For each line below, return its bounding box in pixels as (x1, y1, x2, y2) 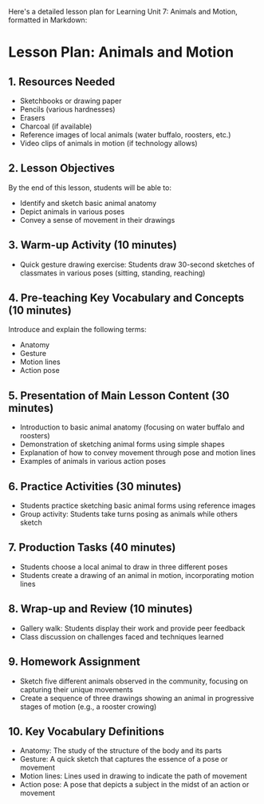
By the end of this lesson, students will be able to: (8, 183, 171, 192)
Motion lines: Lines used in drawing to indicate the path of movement (19, 771, 247, 781)
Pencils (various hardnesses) (19, 105, 116, 114)
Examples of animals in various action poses (19, 457, 166, 466)
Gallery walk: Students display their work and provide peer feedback (19, 623, 246, 633)
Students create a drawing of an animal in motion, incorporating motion (19, 570, 254, 580)
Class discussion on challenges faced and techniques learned (19, 632, 224, 641)
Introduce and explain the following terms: (8, 325, 148, 335)
